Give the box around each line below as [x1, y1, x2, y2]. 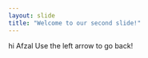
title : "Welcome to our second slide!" [8, 19, 142, 27]
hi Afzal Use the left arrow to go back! [8, 41, 134, 50]
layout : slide [8, 11, 56, 20]
